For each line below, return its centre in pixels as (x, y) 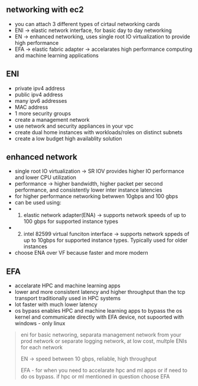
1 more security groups (43, 113)
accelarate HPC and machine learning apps (67, 286)
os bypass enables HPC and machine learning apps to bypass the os (98, 311)
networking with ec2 (45, 10)
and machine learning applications (56, 55)
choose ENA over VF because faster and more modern (81, 253)
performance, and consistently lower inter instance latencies (88, 190)
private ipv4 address (40, 88)
